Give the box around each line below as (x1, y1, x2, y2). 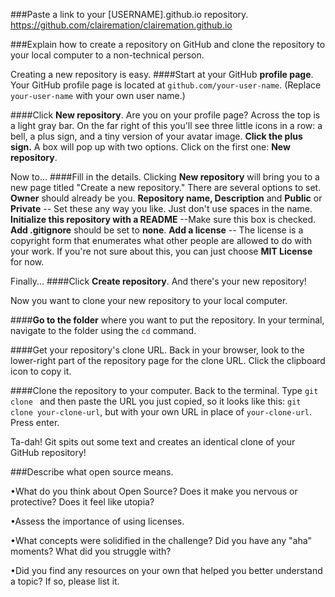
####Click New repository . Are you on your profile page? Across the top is (10, 109, 321, 121)
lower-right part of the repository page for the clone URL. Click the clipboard (10, 355, 326, 366)
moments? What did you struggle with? (10, 545, 172, 557)
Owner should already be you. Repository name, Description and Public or (10, 192, 323, 204)
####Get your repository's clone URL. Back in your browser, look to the (10, 344, 305, 356)
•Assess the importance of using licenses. (10, 515, 185, 527)
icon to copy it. (10, 365, 72, 377)
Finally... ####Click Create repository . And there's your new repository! (10, 275, 307, 287)
